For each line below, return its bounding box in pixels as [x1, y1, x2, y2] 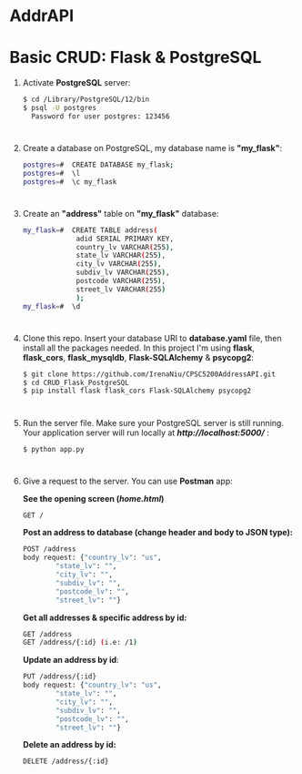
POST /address [22, 545, 76, 554]
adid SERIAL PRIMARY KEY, [75, 234, 175, 243]
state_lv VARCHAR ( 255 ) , [75, 251, 166, 260]
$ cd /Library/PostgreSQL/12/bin [22, 95, 150, 105]
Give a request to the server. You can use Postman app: [22, 475, 234, 486]
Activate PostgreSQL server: [22, 77, 131, 88]
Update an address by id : [22, 655, 120, 666]
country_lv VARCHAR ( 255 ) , [75, 242, 175, 251]
